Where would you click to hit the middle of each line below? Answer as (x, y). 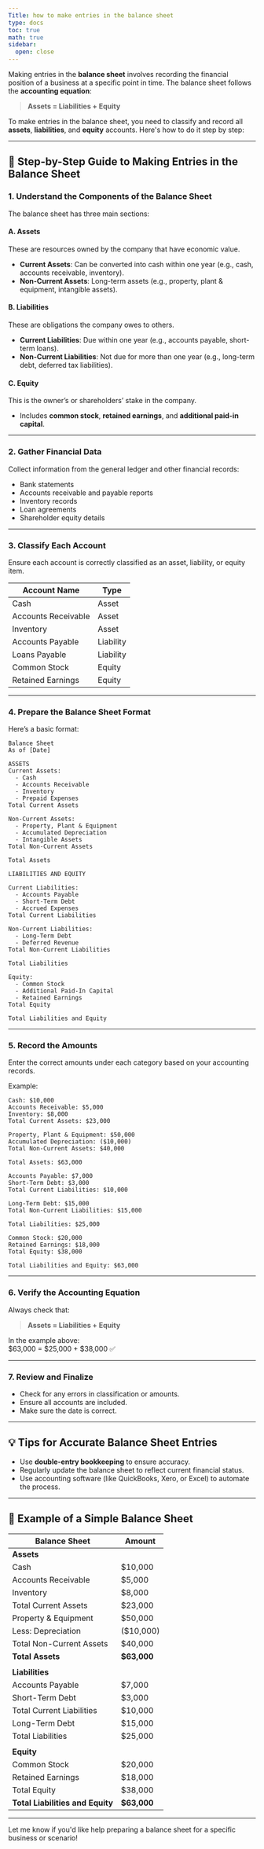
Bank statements (47, 484)
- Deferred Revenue (47, 943)
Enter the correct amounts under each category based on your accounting (128, 1062)
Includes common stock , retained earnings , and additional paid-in (129, 416)
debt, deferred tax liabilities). (66, 365)
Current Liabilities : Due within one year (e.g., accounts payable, (123, 340)
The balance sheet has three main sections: (79, 214)
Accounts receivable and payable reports (86, 493)
